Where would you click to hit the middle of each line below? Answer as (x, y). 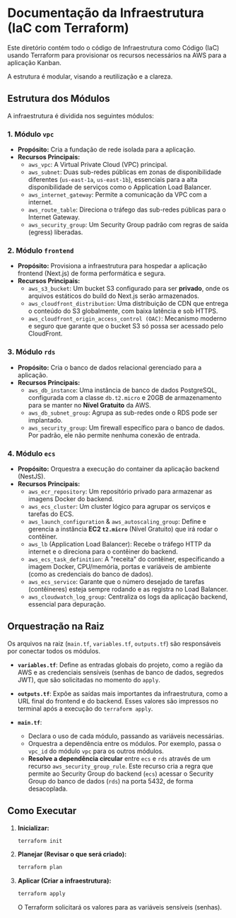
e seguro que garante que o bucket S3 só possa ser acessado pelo (126, 326)
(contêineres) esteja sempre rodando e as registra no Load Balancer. (128, 589)
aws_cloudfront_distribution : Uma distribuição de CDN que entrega (128, 304)
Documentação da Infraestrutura (106, 13)
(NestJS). (31, 476)
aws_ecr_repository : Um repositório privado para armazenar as (120, 491)
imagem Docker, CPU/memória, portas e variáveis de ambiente (119, 566)
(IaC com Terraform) (68, 28)
